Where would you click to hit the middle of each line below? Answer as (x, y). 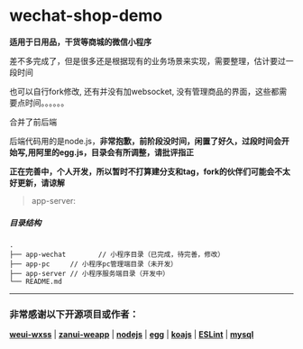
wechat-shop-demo (86, 16)
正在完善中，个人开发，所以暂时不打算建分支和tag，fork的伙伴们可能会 (142, 171)
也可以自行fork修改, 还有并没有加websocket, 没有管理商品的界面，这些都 (144, 91)
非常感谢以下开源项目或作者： (74, 314)
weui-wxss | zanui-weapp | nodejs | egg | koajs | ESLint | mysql (132, 335)
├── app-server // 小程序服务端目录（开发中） (89, 273)
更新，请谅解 (41, 182)
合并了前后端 (33, 122)
